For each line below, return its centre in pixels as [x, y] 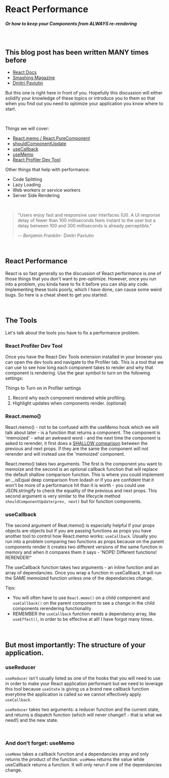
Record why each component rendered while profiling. [69, 398]
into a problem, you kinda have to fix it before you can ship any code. [77, 284]
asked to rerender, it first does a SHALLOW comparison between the [76, 444]
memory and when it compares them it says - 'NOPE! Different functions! [81, 552]
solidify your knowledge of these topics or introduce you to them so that [80, 98]
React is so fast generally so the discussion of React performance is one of [83, 273]
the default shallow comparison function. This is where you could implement [84, 475]
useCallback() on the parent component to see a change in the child [83, 603]
